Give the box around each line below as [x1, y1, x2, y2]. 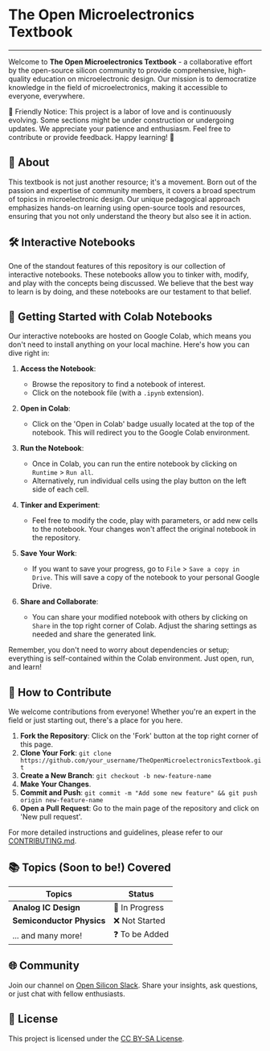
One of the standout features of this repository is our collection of [8, 261, 227, 270]
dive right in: [8, 348, 50, 358]
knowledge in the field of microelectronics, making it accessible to [8, 82, 227, 92]
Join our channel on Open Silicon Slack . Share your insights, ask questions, [8, 980, 259, 990]
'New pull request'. [19, 812, 83, 822]
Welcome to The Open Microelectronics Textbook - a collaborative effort [8, 56, 253, 66]
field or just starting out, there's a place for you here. [8, 715, 183, 725]
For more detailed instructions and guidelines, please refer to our [8, 827, 223, 838]
